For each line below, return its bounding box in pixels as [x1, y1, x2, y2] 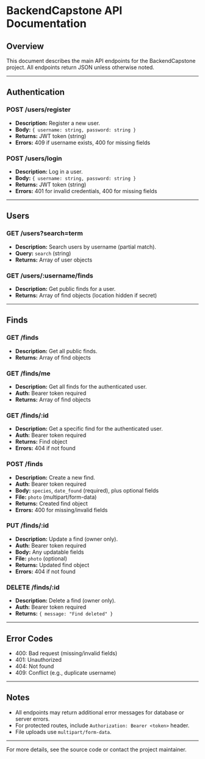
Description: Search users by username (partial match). [15, 243, 157, 251]
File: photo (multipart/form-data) [15, 493, 97, 501]
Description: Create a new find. [15, 474, 96, 481]
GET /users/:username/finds [6, 271, 93, 280]
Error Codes [6, 633, 53, 643]
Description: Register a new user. [15, 119, 101, 127]
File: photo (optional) [15, 554, 68, 562]
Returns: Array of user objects [15, 256, 93, 263]
